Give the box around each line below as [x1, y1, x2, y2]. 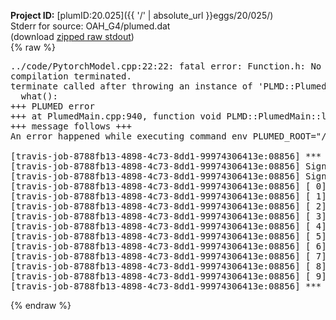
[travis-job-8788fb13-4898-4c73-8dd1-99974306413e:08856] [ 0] [10, 181, 327, 192]
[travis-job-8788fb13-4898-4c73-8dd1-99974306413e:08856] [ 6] [10, 241, 327, 252]
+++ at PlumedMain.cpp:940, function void [10, 111, 222, 122]
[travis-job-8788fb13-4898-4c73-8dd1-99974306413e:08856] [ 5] [10, 231, 327, 242]
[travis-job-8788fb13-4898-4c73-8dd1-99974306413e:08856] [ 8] [10, 261, 327, 272]
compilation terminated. [10, 71, 132, 82]
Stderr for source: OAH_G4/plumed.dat [10, 20, 171, 32]
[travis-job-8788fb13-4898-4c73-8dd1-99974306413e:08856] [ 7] [10, 251, 327, 262]
